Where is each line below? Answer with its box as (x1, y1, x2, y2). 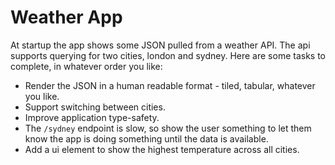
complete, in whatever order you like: (10, 60, 163, 72)
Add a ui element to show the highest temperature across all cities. (24, 143, 300, 155)
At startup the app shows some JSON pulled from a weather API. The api (10, 39, 311, 51)
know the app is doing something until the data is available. (24, 132, 269, 145)
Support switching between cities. (24, 101, 166, 113)
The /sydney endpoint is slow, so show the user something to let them (24, 122, 312, 134)
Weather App (10, 6, 123, 29)
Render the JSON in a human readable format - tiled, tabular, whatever (24, 79, 316, 91)
